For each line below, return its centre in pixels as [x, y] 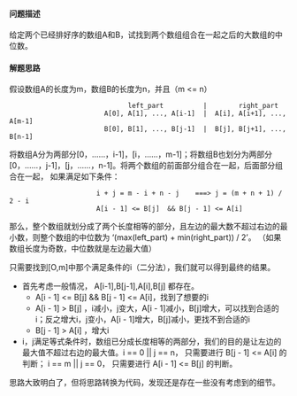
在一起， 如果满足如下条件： [68, 176]
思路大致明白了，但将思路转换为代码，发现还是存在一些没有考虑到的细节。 [145, 383]
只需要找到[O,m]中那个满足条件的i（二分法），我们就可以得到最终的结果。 [142, 268]
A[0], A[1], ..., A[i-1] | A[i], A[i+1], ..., [195, 114]
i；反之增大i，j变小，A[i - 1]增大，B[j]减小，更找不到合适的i [142, 320]
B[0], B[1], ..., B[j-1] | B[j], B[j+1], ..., [195, 129]
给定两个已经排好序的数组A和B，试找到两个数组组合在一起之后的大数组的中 [146, 35]
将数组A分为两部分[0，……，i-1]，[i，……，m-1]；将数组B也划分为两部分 [141, 154]
